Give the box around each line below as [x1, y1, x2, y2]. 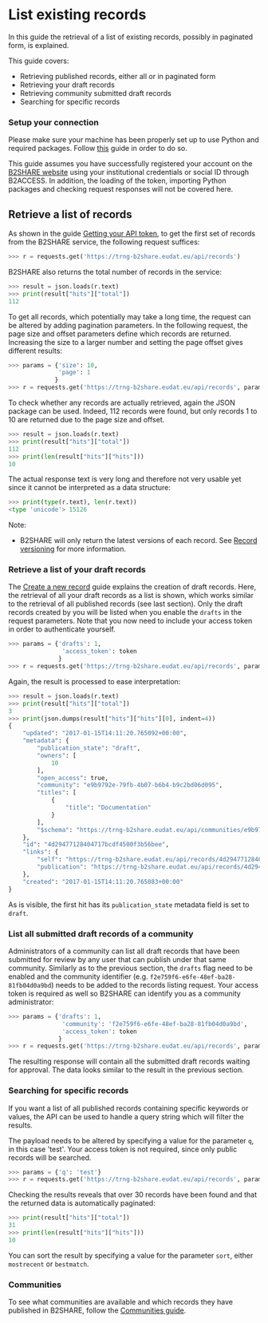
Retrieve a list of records [8, 208, 132, 221]
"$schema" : [37, 826, 73, 834]
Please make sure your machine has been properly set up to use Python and [8, 135, 259, 145]
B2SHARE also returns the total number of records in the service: [8, 267, 222, 276]
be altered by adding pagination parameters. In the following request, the [8, 320, 249, 330]
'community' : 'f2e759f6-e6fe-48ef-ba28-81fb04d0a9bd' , [61, 1020, 248, 1028]
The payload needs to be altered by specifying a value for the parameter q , [8, 1135, 254, 1145]
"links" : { [22, 848, 59, 856]
